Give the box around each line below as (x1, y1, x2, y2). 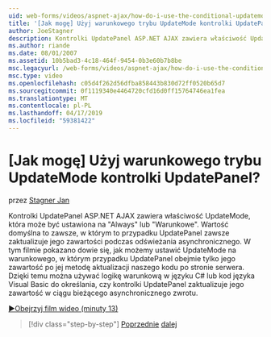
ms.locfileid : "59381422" (8, 117, 95, 125)
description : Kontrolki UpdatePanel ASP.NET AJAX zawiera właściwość (8, 34, 248, 43)
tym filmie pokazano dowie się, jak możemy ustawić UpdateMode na (8, 245, 236, 255)
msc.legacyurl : (8, 64, 60, 73)
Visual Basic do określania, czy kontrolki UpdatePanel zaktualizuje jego (8, 279, 244, 289)
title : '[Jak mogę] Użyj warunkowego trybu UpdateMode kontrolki (8, 19, 232, 27)
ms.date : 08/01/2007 (8, 49, 78, 57)
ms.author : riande (8, 42, 70, 50)
